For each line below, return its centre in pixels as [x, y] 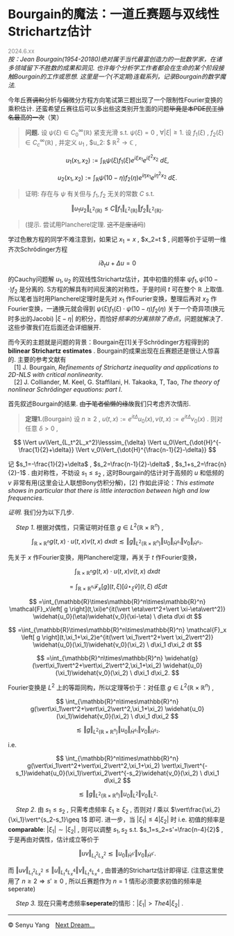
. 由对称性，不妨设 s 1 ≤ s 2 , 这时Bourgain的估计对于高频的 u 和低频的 [126, 474]
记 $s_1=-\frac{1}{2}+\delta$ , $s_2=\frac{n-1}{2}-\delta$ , [91, 464]
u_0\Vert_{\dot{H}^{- [192, 442]
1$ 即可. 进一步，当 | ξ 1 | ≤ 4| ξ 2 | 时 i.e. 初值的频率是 [153, 820]
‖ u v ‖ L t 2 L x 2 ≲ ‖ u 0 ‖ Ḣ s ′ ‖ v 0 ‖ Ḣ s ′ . [117, 854]
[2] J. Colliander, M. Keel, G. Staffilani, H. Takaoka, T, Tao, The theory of [117, 382]
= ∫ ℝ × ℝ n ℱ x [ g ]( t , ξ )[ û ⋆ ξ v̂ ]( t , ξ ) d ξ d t [118, 587]
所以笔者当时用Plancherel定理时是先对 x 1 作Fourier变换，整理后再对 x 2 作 [112, 300]
